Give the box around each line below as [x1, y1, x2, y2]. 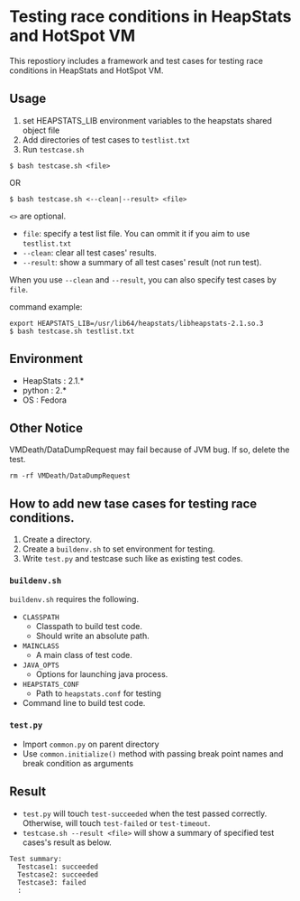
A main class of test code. [35, 650, 133, 661]
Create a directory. [22, 534, 93, 545]
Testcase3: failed [17, 878, 87, 887]
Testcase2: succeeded [17, 869, 99, 879]
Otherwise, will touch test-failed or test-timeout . [22, 817, 211, 828]
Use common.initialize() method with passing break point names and [22, 748, 284, 759]
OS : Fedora [22, 395, 68, 405]
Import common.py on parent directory [22, 738, 159, 749]
